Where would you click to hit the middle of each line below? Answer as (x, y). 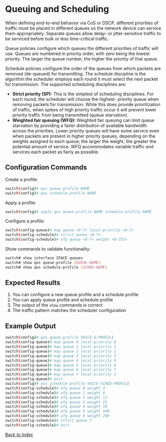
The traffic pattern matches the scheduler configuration (69, 311)
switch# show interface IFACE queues (44, 258)
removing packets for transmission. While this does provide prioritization (86, 104)
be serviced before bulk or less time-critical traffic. (57, 39)
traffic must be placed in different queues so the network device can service (83, 28)
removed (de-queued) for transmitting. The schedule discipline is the (76, 73)
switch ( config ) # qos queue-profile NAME (48, 189)
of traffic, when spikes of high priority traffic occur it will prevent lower (84, 110)
